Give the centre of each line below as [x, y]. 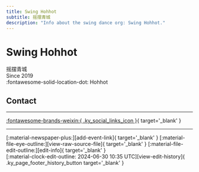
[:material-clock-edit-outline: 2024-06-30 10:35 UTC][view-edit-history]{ [96, 157]
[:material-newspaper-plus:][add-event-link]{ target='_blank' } [82, 138]
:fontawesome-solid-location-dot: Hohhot [57, 82]
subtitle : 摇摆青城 [28, 17]
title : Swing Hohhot [32, 12]
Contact [21, 101]
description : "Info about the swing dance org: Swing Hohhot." [86, 23]
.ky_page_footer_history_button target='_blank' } [65, 163]
